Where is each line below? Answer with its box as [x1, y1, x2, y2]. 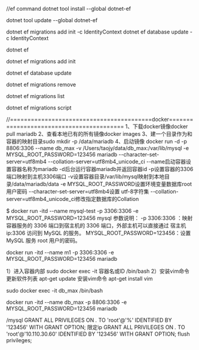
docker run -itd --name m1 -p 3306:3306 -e [6, 249, 115, 256]
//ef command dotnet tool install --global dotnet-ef [6, 5, 131, 12]
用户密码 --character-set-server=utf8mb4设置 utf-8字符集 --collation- [6, 188, 179, 195]
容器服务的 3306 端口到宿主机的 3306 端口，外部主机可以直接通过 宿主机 [6, 222, 186, 229]
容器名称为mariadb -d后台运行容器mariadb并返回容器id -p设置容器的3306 [11, 166, 194, 172]
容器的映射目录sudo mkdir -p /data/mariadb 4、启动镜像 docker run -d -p [6, 138, 187, 145]
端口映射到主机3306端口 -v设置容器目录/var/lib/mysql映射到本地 [6, 173, 165, 180]
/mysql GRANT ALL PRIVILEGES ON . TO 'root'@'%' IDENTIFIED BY [6, 316, 172, 324]
